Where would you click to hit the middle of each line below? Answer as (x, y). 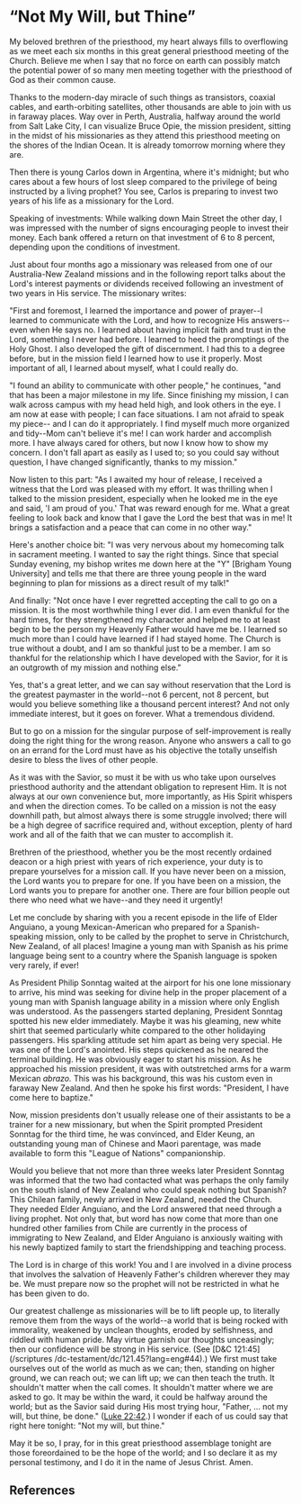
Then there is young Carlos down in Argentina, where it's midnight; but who (149, 172)
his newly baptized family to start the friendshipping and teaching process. (148, 1247)
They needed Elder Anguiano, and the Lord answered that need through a (146, 1209)
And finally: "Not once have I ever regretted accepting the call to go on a (143, 600)
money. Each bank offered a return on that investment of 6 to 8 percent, (142, 237)
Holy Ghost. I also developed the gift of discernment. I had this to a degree (147, 349)
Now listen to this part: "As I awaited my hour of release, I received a (136, 479)
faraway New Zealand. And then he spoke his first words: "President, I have (149, 1088)
